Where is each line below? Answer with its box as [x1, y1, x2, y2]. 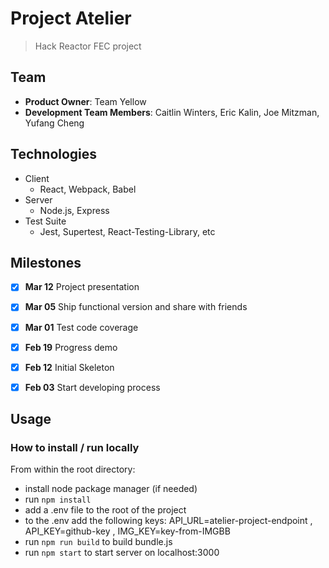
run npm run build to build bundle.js [24, 536, 173, 548]
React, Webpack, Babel [39, 183, 137, 195]
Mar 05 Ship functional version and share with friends [24, 301, 248, 313]
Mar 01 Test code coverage [24, 321, 139, 333]
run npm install [24, 493, 92, 506]
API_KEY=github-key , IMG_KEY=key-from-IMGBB [24, 525, 231, 537]
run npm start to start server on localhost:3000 [24, 547, 220, 559]
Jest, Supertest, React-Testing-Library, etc [39, 225, 216, 237]
